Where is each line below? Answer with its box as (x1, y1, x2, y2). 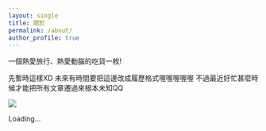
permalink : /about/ (8, 26, 73, 34)
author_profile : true (8, 33, 80, 42)
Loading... (8, 114, 41, 124)
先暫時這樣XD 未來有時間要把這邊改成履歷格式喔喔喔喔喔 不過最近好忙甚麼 (8, 73, 252, 83)
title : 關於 (8, 19, 45, 27)
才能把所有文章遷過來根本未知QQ (14, 83, 124, 93)
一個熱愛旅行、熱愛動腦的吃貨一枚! (8, 56, 122, 66)
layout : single (8, 11, 59, 20)
